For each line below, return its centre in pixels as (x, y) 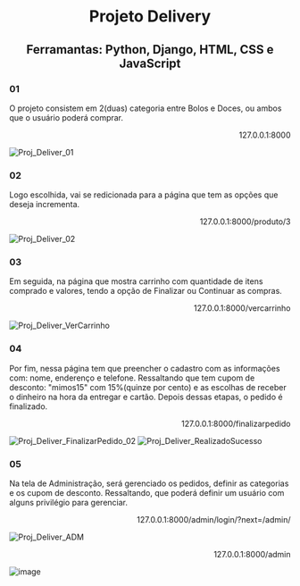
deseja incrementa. (45, 205)
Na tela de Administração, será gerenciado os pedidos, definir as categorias (149, 483)
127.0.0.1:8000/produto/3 (245, 222)
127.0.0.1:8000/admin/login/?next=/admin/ (214, 520)
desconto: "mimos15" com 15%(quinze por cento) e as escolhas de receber (148, 387)
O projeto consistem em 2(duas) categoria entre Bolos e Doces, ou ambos (146, 108)
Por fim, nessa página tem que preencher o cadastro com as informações (145, 368)
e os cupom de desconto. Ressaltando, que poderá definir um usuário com (147, 493)
